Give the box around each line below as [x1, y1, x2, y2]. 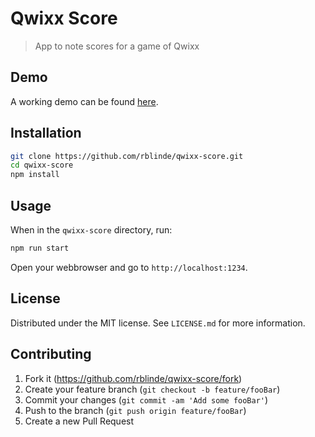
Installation [10, 125, 82, 142]
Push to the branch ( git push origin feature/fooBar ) [24, 404, 247, 416]
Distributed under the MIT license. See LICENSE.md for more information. [10, 317, 306, 329]
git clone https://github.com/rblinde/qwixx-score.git [10, 151, 244, 161]
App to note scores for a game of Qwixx [34, 40, 200, 52]
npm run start [10, 243, 70, 253]
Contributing [10, 346, 92, 363]
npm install [10, 170, 60, 180]
